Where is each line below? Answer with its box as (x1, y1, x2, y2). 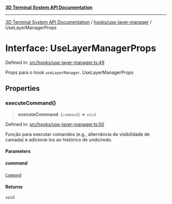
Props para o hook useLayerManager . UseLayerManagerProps (5, 69, 134, 75)
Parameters (5, 148, 31, 154)
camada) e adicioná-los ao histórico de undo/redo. (5, 136, 113, 142)
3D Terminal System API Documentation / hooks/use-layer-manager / (5, 19, 152, 25)
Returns (5, 183, 23, 190)
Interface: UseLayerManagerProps (5, 43, 156, 54)
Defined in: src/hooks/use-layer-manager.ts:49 (5, 59, 105, 66)
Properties (5, 84, 40, 93)
